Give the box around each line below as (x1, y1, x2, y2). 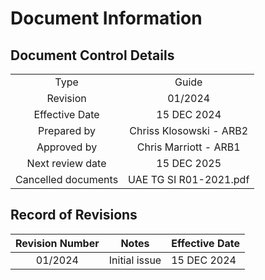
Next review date (26, 157, 107, 170)
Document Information (10, 7, 203, 30)
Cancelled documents (15, 173, 119, 186)
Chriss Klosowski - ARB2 (129, 124, 249, 137)
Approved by (36, 140, 98, 154)
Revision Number (15, 236, 100, 250)
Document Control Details (10, 47, 175, 64)
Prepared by (38, 124, 96, 137)
